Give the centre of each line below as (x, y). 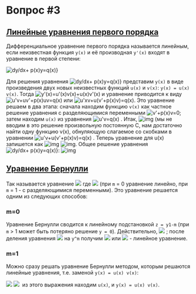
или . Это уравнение (119, 100)
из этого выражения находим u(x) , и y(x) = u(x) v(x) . (91, 285)
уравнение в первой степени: (44, 59)
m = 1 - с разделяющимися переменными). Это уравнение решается (92, 190)
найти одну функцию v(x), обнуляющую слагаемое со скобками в (89, 131)
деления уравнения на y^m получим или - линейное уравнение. (97, 239)
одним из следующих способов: (47, 196)
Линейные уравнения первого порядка (82, 32)
